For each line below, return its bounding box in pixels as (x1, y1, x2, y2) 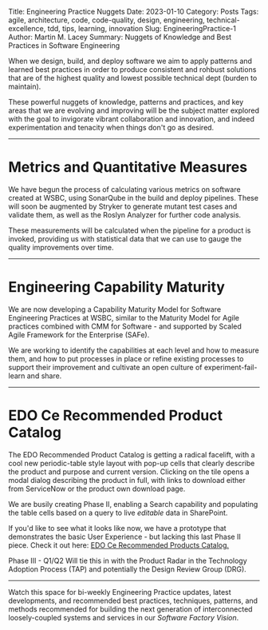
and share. (26, 371, 62, 381)
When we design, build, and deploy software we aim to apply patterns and (8, 56, 253, 66)
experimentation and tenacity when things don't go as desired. (8, 123, 215, 132)
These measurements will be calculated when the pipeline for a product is (8, 225, 251, 235)
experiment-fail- (203, 362, 258, 372)
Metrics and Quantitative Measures (8, 158, 248, 177)
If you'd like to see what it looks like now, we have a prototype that (8, 523, 227, 532)
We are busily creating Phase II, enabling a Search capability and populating (8, 499, 258, 508)
